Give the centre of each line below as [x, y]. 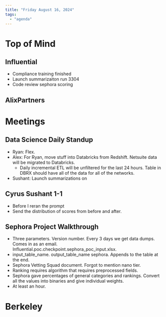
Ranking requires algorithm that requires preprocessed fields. [75, 270]
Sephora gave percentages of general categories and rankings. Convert [86, 276]
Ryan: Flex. [24, 152]
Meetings [25, 121]
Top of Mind [30, 44]
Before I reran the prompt [38, 206]
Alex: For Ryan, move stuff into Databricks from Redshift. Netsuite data [85, 157]
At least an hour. [29, 286]
